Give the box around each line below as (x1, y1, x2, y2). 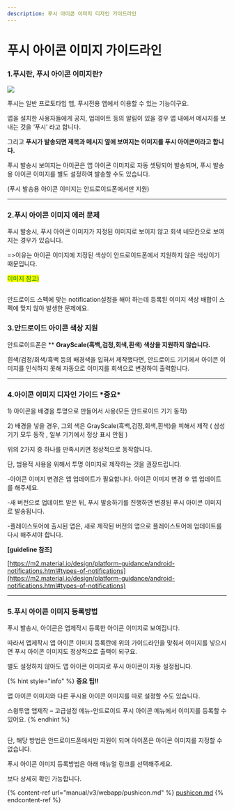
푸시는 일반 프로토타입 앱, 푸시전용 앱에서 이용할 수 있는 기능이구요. (7, 99, 189, 108)
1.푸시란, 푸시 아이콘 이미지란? (7, 69, 103, 79)
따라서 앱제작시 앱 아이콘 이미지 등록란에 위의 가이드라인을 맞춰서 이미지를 (7, 639, 208, 647)
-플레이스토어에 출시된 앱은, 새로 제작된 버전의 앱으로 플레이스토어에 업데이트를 (7, 522, 222, 530)
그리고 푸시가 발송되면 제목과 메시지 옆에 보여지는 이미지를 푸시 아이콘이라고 (7, 137, 212, 146)
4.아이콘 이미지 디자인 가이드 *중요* (7, 390, 121, 399)
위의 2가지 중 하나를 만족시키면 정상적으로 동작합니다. (7, 445, 153, 453)
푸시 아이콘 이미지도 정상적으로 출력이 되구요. (14, 648, 138, 656)
